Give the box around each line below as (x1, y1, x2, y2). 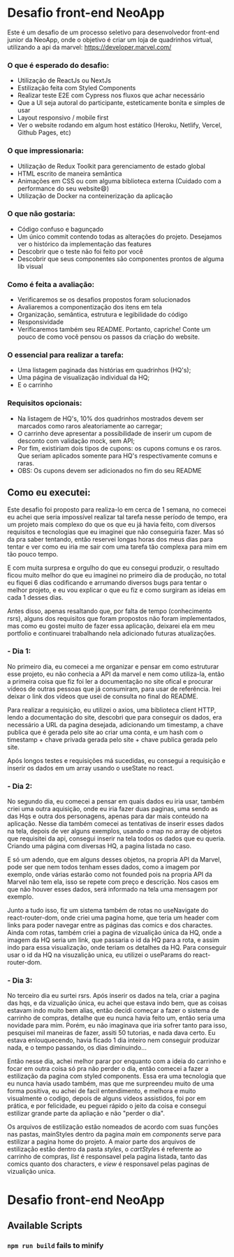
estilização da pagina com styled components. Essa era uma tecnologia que (7, 1072, 226, 1081)
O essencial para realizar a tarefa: (7, 350, 124, 360)
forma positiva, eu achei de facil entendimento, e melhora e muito (7, 1087, 196, 1095)
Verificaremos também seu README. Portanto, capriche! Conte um (17, 325, 211, 334)
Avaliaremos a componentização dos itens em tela (17, 303, 163, 311)
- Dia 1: (7, 646, 31, 656)
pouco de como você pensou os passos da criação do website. (17, 332, 200, 341)
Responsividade (17, 318, 64, 326)
